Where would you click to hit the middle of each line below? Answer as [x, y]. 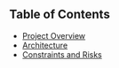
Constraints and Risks [62, 54]
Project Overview [54, 35]
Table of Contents [60, 15]
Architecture [45, 45]
